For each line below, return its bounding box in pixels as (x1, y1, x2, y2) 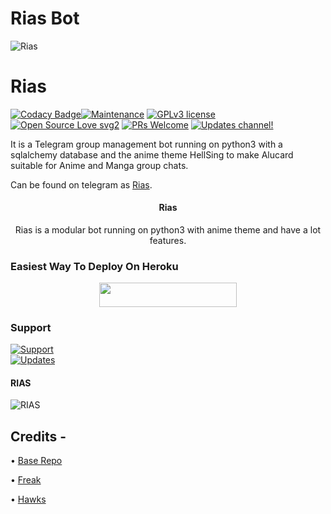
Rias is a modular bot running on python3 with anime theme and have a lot (14, 224, 322, 236)
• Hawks (10, 493, 47, 506)
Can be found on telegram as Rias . (10, 178, 153, 191)
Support (10, 320, 52, 334)
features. (149, 235, 187, 247)
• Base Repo (10, 455, 63, 467)
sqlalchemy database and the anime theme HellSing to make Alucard (10, 148, 294, 161)
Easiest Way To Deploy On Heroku (10, 260, 179, 273)
